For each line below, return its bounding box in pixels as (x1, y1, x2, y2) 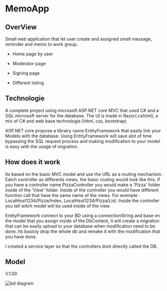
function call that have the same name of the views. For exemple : (5, 192, 141, 198)
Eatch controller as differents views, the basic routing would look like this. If (5, 176, 161, 182)
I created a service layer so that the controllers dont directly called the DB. (5, 243, 158, 249)
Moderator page (12, 61, 46, 66)
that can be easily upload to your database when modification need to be (5, 223, 156, 229)
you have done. (5, 233, 37, 239)
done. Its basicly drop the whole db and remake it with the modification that (5, 228, 161, 234)
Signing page (12, 70, 40, 76)
